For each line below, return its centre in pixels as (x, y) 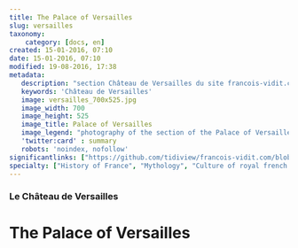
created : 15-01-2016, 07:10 (61, 50)
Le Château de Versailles (64, 197)
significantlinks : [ (47, 157)
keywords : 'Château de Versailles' (86, 91)
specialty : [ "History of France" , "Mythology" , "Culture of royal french (149, 166)
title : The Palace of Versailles (71, 17)
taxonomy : (27, 34)
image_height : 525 (55, 116)
